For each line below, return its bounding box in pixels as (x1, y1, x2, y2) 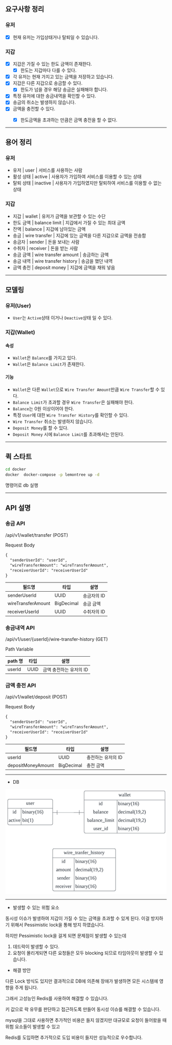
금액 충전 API (5, 682, 36, 689)
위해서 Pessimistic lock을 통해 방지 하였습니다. (10, 922, 105, 928)
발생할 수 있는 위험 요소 (12, 904, 60, 910)
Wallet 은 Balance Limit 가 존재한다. (12, 361, 85, 367)
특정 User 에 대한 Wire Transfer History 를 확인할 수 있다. (12, 412, 129, 418)
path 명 (7, 658, 23, 664)
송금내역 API (5, 624, 35, 631)
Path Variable (5, 646, 34, 652)
